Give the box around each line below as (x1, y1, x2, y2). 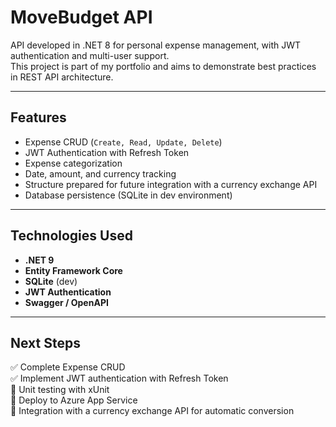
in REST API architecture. (10, 71, 114, 83)
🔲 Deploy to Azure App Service (10, 394, 138, 406)
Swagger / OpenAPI (24, 296, 109, 308)
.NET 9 (24, 254, 55, 266)
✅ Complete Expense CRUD (10, 361, 126, 373)
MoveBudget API (10, 6, 153, 29)
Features (10, 109, 67, 126)
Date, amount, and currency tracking (24, 167, 177, 180)
